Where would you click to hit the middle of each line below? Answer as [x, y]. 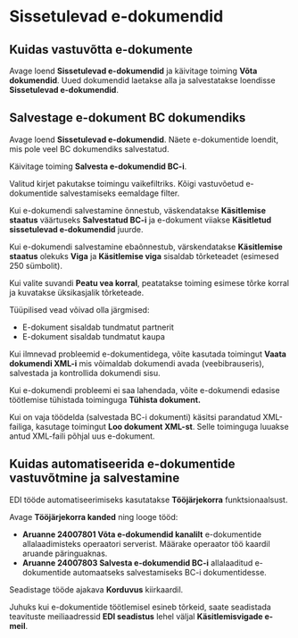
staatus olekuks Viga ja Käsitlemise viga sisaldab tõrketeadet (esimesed [144, 256]
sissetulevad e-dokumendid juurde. [77, 229]
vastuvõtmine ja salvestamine [95, 478]
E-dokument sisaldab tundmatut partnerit [98, 327]
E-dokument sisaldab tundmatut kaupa [93, 336]
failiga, [21, 426]
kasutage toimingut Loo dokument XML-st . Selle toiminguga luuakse [162, 426]
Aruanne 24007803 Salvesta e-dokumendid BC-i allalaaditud [137, 562]
